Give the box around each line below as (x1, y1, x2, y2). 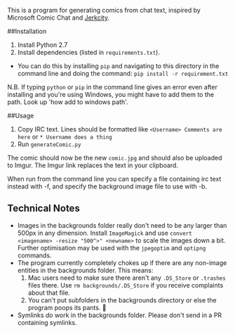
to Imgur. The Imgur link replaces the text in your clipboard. (7, 161, 179, 169)
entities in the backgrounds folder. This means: (17, 266, 154, 274)
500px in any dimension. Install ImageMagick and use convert (17, 229, 192, 237)
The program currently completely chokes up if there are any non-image (17, 258, 227, 266)
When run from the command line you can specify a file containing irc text (7, 175, 222, 183)
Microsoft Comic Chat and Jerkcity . (7, 13, 110, 22)
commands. (17, 251, 52, 259)
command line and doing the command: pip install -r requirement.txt (17, 70, 229, 77)
